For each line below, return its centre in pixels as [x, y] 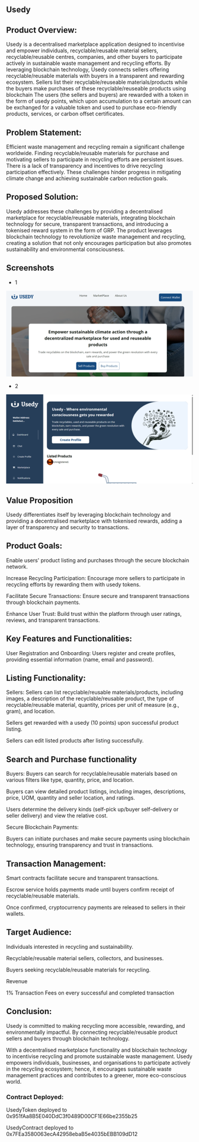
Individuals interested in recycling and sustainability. [70, 946]
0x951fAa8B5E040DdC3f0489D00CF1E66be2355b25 [72, 1116]
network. [17, 567]
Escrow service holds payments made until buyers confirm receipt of [90, 890]
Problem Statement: [44, 132]
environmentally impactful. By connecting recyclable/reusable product [92, 1032]
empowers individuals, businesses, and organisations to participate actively [98, 1062]
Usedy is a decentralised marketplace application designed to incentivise [95, 45]
